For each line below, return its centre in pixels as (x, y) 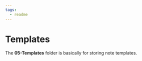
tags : (11, 10)
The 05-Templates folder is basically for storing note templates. (71, 53)
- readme (19, 14)
